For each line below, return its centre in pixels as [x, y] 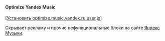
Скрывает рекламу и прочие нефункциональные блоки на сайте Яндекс [82, 28]
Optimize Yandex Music [31, 7]
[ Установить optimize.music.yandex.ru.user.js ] [53, 18]
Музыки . [14, 33]
